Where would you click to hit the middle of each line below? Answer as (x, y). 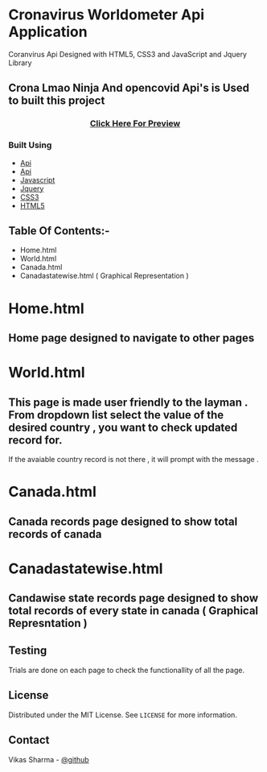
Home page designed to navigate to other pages (131, 338)
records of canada (55, 534)
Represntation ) (48, 623)
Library (20, 63)
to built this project (57, 101)
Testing (28, 651)
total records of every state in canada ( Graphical (133, 611)
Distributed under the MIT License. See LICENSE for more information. (123, 715)
